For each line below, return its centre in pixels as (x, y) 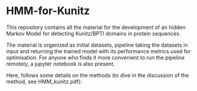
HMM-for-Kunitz (48, 11)
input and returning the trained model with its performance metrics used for (99, 51)
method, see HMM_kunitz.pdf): (44, 82)
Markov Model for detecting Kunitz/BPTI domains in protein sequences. (93, 33)
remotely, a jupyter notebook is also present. (61, 64)
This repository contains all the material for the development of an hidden (96, 27)
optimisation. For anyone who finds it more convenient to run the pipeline (96, 57)
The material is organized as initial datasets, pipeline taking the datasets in (97, 45)
